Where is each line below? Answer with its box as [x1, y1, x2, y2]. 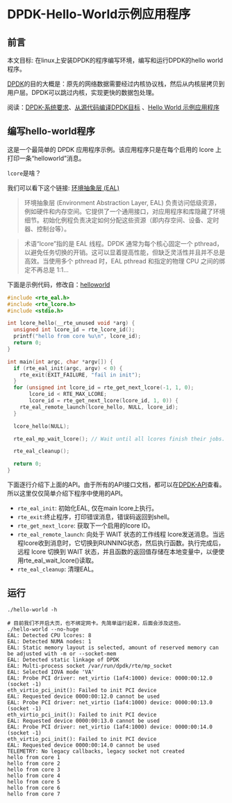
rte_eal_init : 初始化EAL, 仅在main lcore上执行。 [17, 504, 158, 512]
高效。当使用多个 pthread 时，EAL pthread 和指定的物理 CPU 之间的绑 [24, 257, 226, 265]
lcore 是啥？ [7, 169, 42, 177]
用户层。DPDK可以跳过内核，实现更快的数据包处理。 [7, 89, 158, 96]
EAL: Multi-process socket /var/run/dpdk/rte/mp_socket [7, 662, 172, 669]
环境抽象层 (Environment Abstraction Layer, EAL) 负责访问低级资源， [24, 198, 221, 206]
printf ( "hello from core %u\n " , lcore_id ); [13, 332, 141, 340]
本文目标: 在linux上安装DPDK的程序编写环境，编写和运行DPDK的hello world [7, 56, 224, 64]
